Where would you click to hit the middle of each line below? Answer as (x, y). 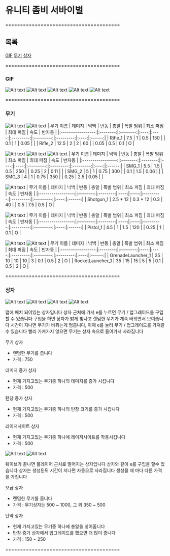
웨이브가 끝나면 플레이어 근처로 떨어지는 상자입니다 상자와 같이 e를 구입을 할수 (82, 464)
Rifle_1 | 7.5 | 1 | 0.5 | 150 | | (138, 138)
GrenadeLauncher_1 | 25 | (137, 256)
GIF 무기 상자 (18, 55)
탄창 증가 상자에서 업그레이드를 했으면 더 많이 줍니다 (64, 533)
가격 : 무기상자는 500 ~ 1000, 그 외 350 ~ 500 (59, 505)
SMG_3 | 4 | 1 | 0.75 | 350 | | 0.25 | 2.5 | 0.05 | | (54, 177)
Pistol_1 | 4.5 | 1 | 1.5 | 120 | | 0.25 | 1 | (126, 228)
